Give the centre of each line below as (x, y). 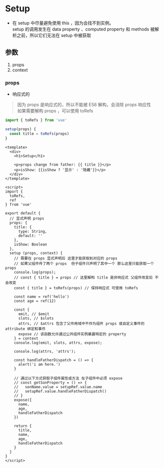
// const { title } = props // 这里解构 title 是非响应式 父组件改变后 (83, 278)
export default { (23, 213)
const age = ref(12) (35, 301)
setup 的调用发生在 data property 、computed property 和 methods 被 (83, 29)
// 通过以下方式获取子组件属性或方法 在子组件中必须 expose (68, 378)
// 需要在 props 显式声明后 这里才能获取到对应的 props (66, 258)
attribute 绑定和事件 (25, 329)
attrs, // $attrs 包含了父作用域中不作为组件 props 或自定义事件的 (81, 324)
